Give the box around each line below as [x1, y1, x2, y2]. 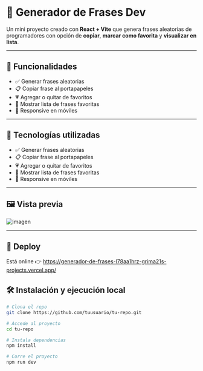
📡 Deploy [6, 241, 41, 252]
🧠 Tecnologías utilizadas [6, 130, 100, 140]
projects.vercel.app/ [6, 266, 56, 274]
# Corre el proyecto [6, 353, 59, 360]
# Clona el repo [6, 304, 47, 310]
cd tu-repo [6, 326, 34, 332]
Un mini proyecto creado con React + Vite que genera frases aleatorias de [6, 25, 192, 33]
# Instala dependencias [6, 337, 66, 343]
